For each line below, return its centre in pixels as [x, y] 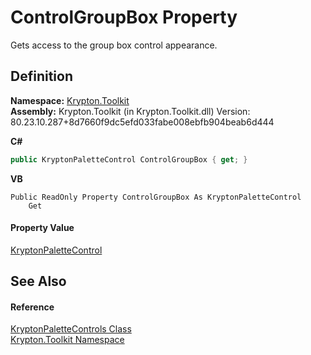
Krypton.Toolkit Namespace [67, 340]
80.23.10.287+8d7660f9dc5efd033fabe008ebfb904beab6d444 [142, 122]
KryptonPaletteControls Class [71, 329]
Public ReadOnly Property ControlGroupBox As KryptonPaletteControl [156, 197]
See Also [38, 281]
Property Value [42, 228]
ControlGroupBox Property [124, 17]
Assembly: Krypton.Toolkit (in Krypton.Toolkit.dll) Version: [130, 111]
